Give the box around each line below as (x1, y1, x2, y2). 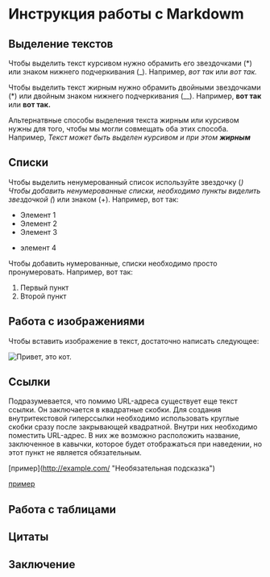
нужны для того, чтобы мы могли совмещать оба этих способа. (8, 124, 229, 133)
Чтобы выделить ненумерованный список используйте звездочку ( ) (8, 177, 244, 186)
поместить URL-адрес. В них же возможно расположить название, (8, 431, 241, 441)
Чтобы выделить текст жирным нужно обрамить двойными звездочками (8, 82, 261, 92)
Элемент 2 (19, 219, 58, 228)
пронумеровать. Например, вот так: (8, 267, 133, 277)
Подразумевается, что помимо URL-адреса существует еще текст (8, 396, 238, 406)
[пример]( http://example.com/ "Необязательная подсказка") (8, 463, 216, 473)
